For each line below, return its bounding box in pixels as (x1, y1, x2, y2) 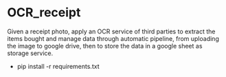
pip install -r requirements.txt (16, 62, 100, 70)
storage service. (7, 49, 54, 57)
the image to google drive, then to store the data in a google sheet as (7, 42, 203, 50)
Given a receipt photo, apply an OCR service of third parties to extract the (7, 27, 216, 35)
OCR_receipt (7, 5, 81, 20)
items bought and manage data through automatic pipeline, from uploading (7, 34, 220, 42)
